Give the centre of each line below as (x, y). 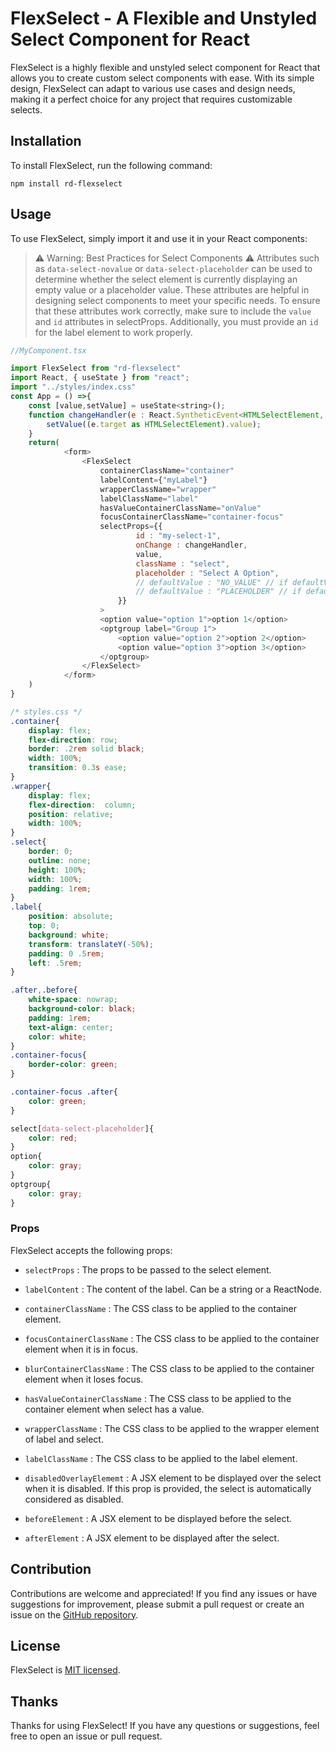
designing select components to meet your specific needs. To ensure (177, 300)
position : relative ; (71, 814)
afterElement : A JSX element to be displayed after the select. (152, 1538)
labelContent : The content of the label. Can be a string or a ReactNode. (173, 1289)
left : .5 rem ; (55, 963)
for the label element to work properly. (113, 332)
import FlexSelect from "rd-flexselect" (96, 368)
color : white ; (57, 1037)
